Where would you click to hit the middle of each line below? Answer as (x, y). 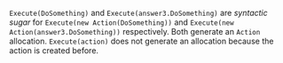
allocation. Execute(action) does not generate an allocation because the (141, 41)
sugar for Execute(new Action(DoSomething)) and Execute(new (122, 22)
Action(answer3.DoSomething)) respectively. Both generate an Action (135, 31)
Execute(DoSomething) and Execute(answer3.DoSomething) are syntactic (138, 13)
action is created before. (54, 51)
